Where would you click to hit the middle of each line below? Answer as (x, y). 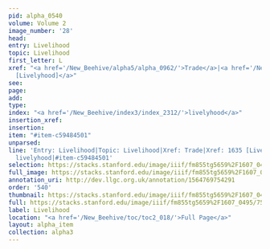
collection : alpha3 (41, 233)
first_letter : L (35, 61)
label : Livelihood (39, 210)
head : (17, 38)
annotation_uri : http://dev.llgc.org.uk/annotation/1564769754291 (122, 180)
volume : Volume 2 (37, 23)
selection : (27, 165)
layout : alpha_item (41, 225)
